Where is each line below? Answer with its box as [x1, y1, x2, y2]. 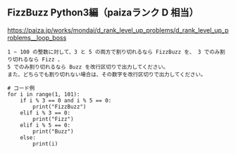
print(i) [32, 140, 58, 147]
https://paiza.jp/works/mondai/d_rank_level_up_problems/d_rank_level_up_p [7, 25, 229, 34]
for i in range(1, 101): [7, 90, 80, 97]
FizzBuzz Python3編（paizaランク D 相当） [7, 6, 199, 19]
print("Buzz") [32, 128, 74, 135]
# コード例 [7, 84, 35, 92]
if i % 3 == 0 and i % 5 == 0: [20, 97, 112, 104]
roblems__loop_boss [7, 33, 67, 42]
